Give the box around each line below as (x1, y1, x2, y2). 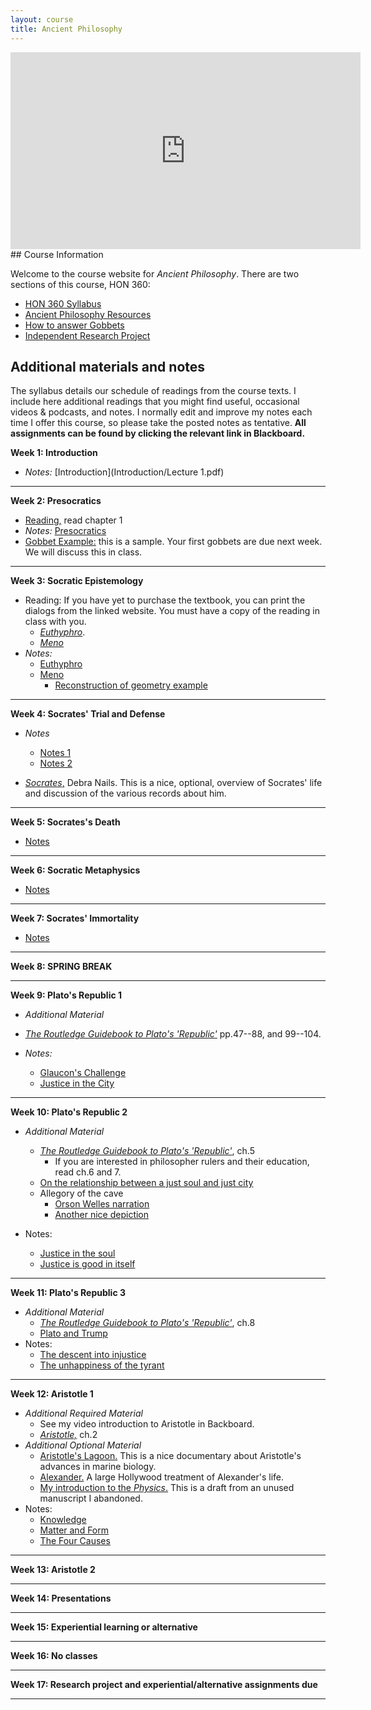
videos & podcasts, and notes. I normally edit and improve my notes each (10, 406, 313, 418)
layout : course (10, 14, 74, 25)
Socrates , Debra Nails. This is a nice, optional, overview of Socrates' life (24, 777, 323, 789)
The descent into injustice (39, 1349, 147, 1361)
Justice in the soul (39, 1247, 116, 1260)
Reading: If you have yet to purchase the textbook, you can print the (24, 594, 306, 606)
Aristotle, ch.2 (39, 1429, 98, 1441)
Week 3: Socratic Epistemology (10, 575, 144, 587)
